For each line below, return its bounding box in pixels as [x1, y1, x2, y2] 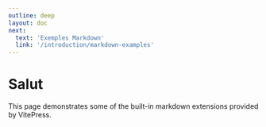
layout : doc [8, 19, 48, 27]
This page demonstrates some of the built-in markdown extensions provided [8, 102, 259, 111]
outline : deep [8, 11, 56, 20]
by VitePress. [8, 110, 52, 120]
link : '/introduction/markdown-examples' [15, 41, 155, 49]
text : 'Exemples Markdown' [15, 33, 105, 42]
